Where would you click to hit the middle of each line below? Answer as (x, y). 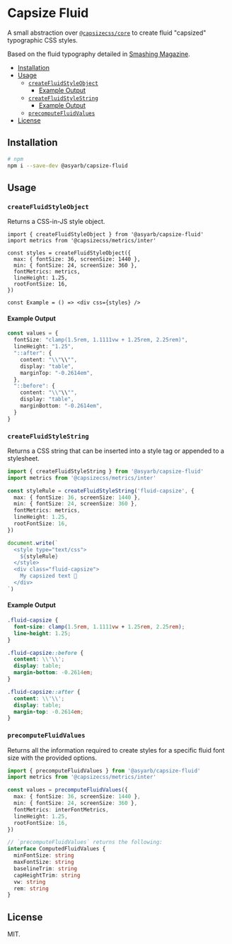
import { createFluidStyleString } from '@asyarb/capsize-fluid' (105, 471)
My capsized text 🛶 (49, 576)
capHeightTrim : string (47, 875)
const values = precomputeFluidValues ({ (68, 790)
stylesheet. (24, 458)
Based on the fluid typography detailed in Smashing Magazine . (99, 54)
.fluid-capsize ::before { (45, 653)
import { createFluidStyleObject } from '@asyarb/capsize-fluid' (105, 235)
